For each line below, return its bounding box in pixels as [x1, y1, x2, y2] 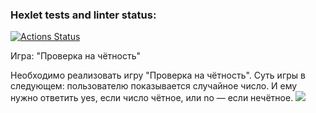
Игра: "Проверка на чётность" [10, 50, 142, 62]
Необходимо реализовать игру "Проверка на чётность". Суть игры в [10, 69, 306, 82]
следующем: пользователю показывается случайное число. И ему [10, 80, 298, 92]
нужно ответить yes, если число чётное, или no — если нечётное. [10, 92, 294, 104]
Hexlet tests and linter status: [10, 8, 157, 22]
